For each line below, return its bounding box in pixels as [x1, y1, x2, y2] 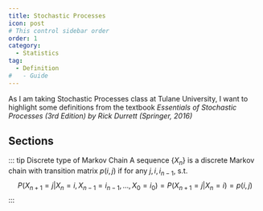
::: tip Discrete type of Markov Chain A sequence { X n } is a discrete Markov [8, 155, 255, 168]
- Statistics [15, 49, 60, 57]
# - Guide [8, 72, 48, 80]
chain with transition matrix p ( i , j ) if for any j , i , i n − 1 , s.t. [8, 166, 188, 178]
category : [8, 42, 42, 50]
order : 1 [8, 34, 38, 43]
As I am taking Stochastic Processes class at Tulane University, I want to [8, 93, 249, 103]
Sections [8, 134, 54, 148]
